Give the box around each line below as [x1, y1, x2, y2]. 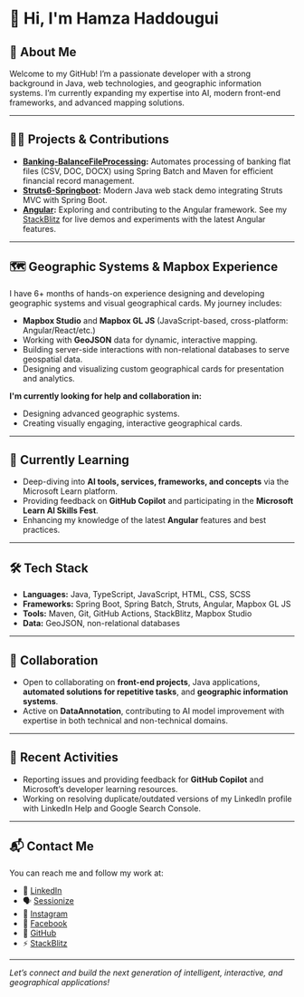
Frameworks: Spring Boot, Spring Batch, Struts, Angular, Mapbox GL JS [22, 598, 291, 610]
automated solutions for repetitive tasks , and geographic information [22, 686, 289, 697]
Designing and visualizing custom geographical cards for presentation [22, 363, 285, 374]
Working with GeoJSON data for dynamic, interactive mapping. [22, 334, 258, 345]
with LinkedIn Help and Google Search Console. [22, 802, 202, 814]
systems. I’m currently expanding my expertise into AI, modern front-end [9, 88, 280, 98]
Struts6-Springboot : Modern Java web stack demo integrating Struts [22, 185, 283, 196]
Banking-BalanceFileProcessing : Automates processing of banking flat [22, 156, 291, 167]
